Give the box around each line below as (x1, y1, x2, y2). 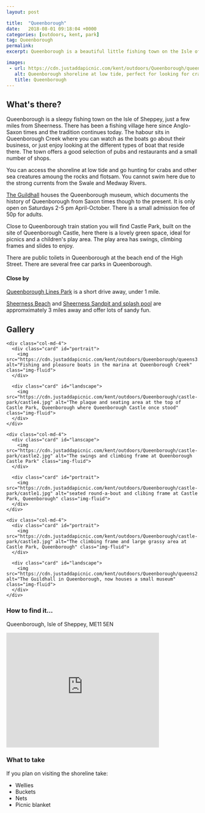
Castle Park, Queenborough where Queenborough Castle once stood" (6, 405, 179, 411)
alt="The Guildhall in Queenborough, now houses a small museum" (6, 576, 176, 582)
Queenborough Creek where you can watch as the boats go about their (6, 135, 185, 143)
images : (6, 59, 26, 66)
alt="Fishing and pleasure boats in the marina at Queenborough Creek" (6, 362, 192, 368)
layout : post (6, 9, 40, 15)
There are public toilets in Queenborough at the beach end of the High (6, 254, 183, 261)
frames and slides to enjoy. (6, 242, 74, 250)
